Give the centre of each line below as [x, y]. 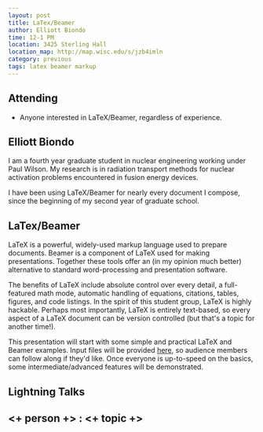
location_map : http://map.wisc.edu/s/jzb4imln [86, 52]
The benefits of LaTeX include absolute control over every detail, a [115, 285]
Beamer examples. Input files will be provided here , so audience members [128, 350]
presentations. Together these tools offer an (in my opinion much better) [125, 262]
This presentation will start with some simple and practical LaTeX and [120, 342]
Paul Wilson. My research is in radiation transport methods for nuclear [122, 169]
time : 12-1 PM [31, 37]
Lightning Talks [46, 392]
